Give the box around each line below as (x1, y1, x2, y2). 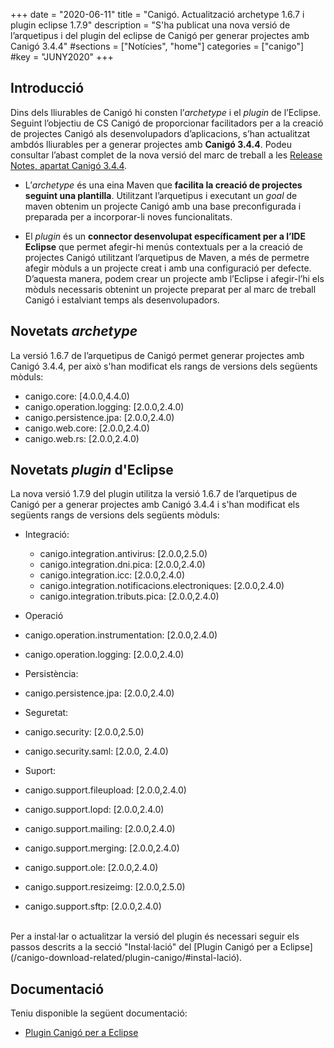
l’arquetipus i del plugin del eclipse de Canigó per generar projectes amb (10, 30, 310, 41)
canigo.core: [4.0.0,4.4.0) (24, 390, 130, 402)
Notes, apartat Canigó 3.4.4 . (10, 159, 128, 171)
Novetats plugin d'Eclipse (10, 462, 174, 479)
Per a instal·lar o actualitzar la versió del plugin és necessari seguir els (10, 930, 300, 943)
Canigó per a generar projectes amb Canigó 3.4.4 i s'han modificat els (10, 499, 300, 511)
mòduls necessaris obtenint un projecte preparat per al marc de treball (24, 283, 317, 295)
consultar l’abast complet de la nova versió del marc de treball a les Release (10, 149, 323, 161)
